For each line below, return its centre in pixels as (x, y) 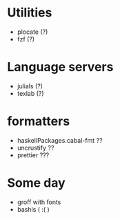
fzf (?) (26, 39)
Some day (36, 183)
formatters (39, 121)
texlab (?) (30, 93)
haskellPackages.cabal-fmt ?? (60, 140)
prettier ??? (33, 155)
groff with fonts (39, 202)
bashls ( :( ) (33, 209)
